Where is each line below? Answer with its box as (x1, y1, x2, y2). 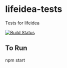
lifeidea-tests (5, 3, 62, 15)
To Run (5, 44, 27, 53)
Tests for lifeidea (5, 20, 40, 26)
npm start (5, 57, 25, 63)
